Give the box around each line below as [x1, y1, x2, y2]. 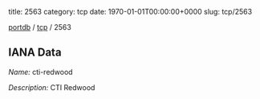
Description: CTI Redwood [8, 82, 95, 92]
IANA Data [8, 46, 62, 60]
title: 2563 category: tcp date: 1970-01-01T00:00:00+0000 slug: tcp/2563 [8, 7, 253, 16]
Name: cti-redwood [8, 67, 74, 76]
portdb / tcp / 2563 [8, 23, 72, 31]
